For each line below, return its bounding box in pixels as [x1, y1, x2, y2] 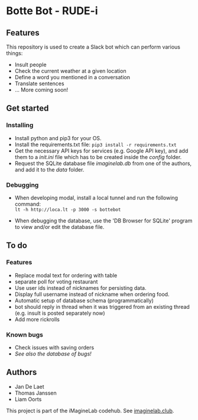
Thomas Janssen [14, 389, 57, 396]
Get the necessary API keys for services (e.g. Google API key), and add [14, 147, 189, 154]
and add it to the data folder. [14, 166, 85, 173]
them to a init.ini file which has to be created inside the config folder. [14, 153, 182, 160]
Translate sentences [14, 80, 64, 87]
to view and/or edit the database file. [14, 223, 105, 230]
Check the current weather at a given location [14, 67, 126, 75]
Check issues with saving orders [14, 344, 95, 351]
